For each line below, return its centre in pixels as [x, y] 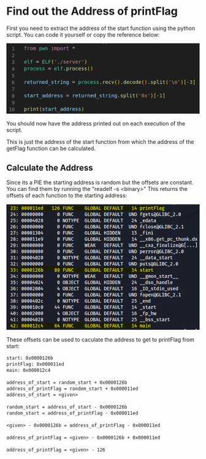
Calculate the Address [50, 167]
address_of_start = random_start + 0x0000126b [67, 383]
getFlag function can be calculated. [51, 149]
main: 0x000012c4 [29, 371]
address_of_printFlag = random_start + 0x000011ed [72, 389]
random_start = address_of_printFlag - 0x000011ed [72, 413]
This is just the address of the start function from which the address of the [100, 142]
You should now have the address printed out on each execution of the [96, 124]
